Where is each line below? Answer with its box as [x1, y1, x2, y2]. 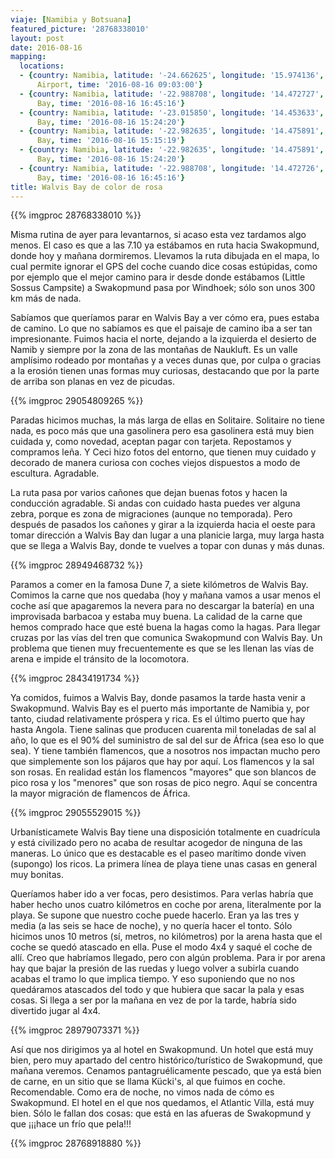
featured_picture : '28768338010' [10, 24, 150, 34]
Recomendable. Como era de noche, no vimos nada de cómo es [10, 1086, 275, 1098]
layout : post [10, 33, 65, 43]
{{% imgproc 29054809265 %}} [10, 395, 144, 407]
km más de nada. [10, 292, 82, 305]
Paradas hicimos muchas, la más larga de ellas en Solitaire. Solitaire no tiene [10, 414, 325, 426]
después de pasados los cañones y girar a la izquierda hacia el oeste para [10, 519, 316, 531]
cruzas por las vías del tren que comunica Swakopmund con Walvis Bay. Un [10, 632, 323, 644]
